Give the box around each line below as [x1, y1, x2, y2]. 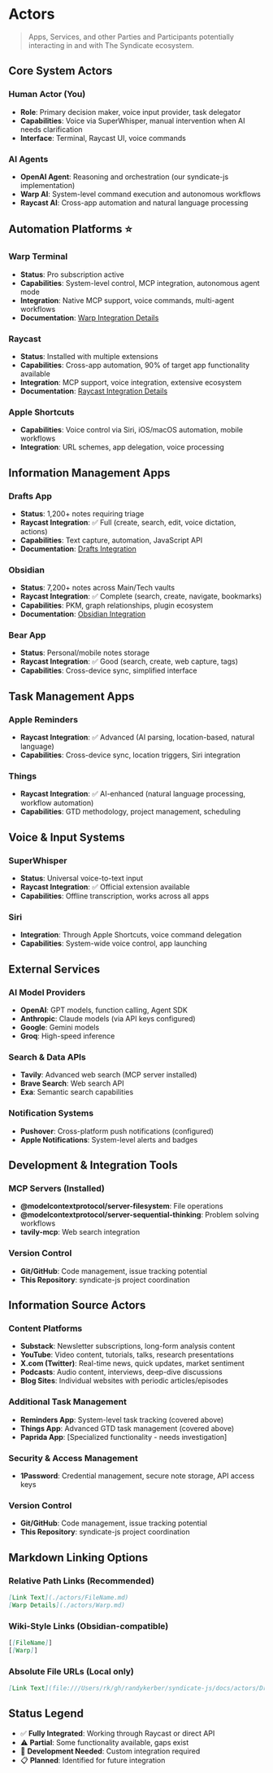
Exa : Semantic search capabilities [19, 1087, 134, 1097]
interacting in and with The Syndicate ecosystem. [28, 40, 194, 50]
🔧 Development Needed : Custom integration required [19, 1746, 201, 1756]
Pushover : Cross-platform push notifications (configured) [19, 1126, 214, 1136]
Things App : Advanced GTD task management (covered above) [19, 1423, 235, 1433]
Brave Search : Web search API [19, 1078, 124, 1088]
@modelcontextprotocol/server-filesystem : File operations [19, 1201, 223, 1211]
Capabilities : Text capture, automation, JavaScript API [19, 535, 203, 545]
